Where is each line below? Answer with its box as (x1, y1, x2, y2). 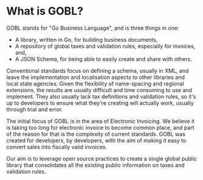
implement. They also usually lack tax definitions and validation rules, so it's (6, 93, 196, 100)
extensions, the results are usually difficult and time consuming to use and (6, 86, 193, 93)
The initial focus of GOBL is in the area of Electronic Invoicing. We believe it (6, 117, 195, 125)
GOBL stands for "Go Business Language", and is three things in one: (6, 24, 179, 32)
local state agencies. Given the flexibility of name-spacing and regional (6, 80, 184, 87)
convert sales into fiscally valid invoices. (6, 143, 108, 150)
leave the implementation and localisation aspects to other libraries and (6, 73, 185, 81)
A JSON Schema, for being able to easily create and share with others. (15, 55, 193, 62)
